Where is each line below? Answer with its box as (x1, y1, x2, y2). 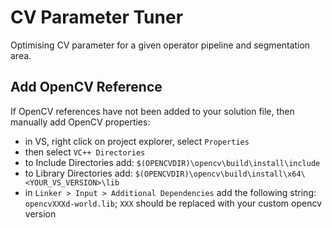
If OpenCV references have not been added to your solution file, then (10, 105, 295, 117)
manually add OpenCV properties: (10, 116, 151, 128)
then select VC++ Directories (24, 146, 146, 158)
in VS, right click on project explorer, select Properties (24, 135, 250, 147)
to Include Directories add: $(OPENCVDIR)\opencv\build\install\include (24, 156, 321, 168)
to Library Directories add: (24, 167, 133, 179)
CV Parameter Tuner (10, 6, 184, 29)
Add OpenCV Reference (10, 79, 163, 96)
